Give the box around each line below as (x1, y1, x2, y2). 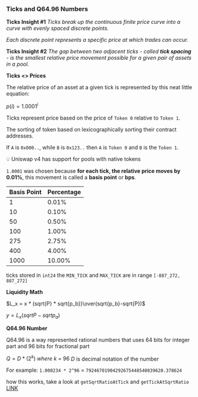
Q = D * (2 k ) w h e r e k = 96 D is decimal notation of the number (6, 354, 159, 362)
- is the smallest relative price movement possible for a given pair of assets (6, 54, 192, 62)
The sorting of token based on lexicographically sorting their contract (6, 126, 177, 133)
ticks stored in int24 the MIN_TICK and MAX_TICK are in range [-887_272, (6, 271, 181, 279)
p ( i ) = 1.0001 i (6, 102, 39, 109)
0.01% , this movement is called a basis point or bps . (6, 173, 136, 181)
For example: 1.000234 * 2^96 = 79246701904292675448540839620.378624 (6, 367, 182, 374)
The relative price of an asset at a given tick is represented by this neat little (6, 84, 193, 91)
